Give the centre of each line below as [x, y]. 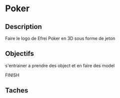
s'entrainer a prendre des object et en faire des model [60, 65]
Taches [17, 90]
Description [23, 27]
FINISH [12, 75]
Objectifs [20, 54]
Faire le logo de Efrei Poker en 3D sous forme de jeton [60, 38]
